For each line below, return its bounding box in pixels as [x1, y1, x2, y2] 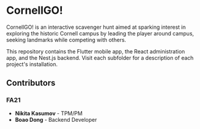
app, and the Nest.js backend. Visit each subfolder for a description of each [6, 54, 194, 61]
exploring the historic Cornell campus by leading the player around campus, [6, 29, 194, 37]
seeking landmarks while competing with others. [6, 36, 126, 43]
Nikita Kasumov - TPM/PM [14, 109, 83, 117]
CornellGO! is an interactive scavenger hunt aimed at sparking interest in [6, 23, 186, 31]
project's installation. [6, 61, 58, 68]
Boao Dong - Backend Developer [14, 116, 97, 123]
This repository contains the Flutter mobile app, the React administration [6, 47, 185, 55]
